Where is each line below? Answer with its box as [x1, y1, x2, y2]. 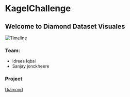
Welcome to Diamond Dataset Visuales [5, 22, 125, 31]
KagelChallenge [5, 3, 71, 14]
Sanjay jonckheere [12, 64, 49, 69]
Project [5, 76, 23, 82]
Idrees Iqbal [12, 58, 36, 64]
